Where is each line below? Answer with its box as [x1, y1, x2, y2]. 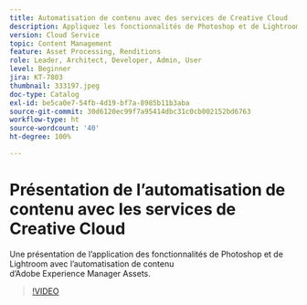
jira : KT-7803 [9, 73, 64, 82]
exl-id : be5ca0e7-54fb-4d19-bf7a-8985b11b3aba [9, 98, 190, 108]
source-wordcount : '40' [9, 124, 101, 133]
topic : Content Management [9, 38, 112, 48]
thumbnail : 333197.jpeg [9, 81, 101, 90]
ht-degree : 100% [9, 132, 71, 142]
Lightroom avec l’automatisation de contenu [9, 258, 175, 269]
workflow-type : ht [9, 115, 79, 124]
